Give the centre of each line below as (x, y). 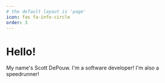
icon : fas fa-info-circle (38, 17)
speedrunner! (23, 74)
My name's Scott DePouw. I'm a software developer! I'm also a (82, 68)
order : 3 (17, 22)
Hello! (21, 52)
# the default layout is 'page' (46, 11)
